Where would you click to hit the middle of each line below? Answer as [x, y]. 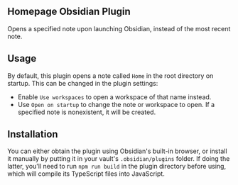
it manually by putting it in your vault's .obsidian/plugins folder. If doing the [119, 159]
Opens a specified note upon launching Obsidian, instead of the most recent [119, 28]
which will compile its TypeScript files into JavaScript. [86, 174]
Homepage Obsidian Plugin [69, 12]
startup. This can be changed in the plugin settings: [83, 83]
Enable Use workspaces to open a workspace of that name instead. [114, 97]
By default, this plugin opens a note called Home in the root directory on [110, 75]
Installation [33, 134]
